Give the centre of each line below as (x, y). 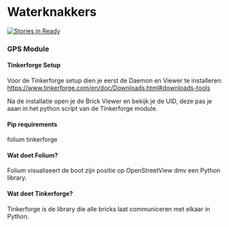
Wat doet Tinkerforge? (40, 194)
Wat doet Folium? (33, 155)
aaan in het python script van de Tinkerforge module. (83, 109)
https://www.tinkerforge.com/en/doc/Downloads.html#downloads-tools (109, 88)
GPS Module (28, 49)
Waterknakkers (52, 12)
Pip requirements (32, 124)
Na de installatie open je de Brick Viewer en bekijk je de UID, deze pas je (110, 101)
